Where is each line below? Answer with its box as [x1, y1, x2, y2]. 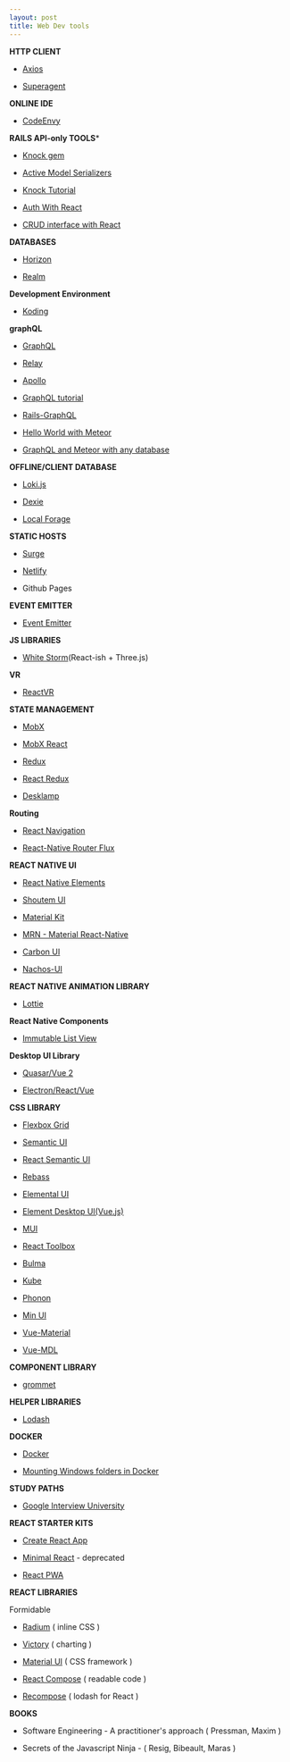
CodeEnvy [21, 115, 61, 126]
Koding [21, 306, 49, 316]
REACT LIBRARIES [9, 1587, 79, 1598]
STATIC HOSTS [9, 531, 67, 541]
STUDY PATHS [9, 1482, 64, 1493]
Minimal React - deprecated [21, 1552, 125, 1563]
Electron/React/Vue [21, 1085, 95, 1095]
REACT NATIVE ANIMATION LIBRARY [9, 980, 150, 992]
